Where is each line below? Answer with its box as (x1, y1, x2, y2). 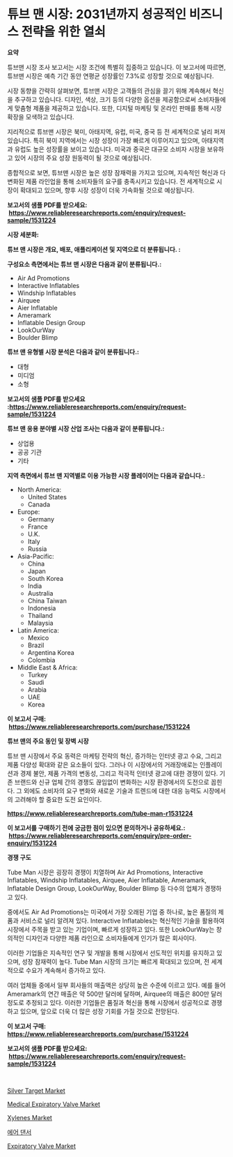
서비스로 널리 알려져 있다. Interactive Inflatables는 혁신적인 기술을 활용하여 (19, 916, 225, 925)
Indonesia (27, 604, 56, 612)
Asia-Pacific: (17, 552, 54, 560)
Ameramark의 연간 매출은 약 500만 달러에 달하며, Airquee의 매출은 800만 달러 (7, 990, 223, 998)
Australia (27, 589, 54, 597)
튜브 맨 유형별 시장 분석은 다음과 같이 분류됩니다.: (7, 347, 140, 356)
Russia (27, 545, 47, 553)
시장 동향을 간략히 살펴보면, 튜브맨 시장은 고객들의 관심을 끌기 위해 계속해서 (7, 86, 211, 95)
